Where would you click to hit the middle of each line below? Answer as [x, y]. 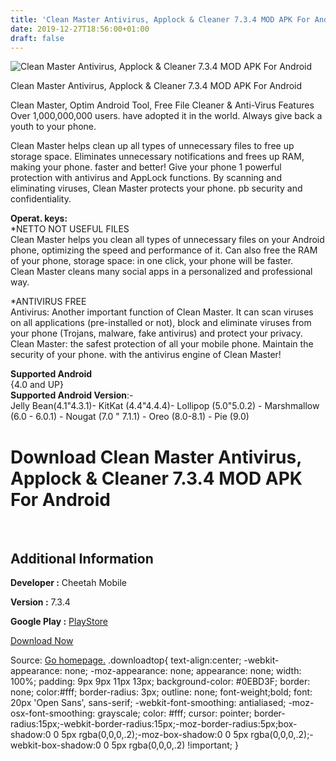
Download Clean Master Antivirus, [156, 457]
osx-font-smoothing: [53, 713]
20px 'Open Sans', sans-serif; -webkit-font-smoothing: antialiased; [148, 703]
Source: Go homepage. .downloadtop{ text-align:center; [126, 660]
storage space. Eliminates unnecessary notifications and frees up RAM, [157, 157]
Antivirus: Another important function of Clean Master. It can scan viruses [162, 312]
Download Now [42, 641]
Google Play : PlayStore [59, 622]
